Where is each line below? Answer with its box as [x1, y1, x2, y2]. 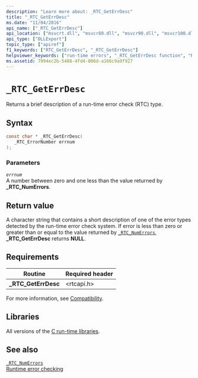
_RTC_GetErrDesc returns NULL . [6, 234, 86, 242]
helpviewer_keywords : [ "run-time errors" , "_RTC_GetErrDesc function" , [6, 53, 186, 58]
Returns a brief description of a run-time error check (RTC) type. [6, 101, 163, 108]
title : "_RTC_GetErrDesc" [6, 14, 70, 20]
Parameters [6, 158, 40, 167]
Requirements [6, 252, 59, 262]
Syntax [6, 118, 33, 128]
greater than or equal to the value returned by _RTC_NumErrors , [6, 229, 157, 236]
